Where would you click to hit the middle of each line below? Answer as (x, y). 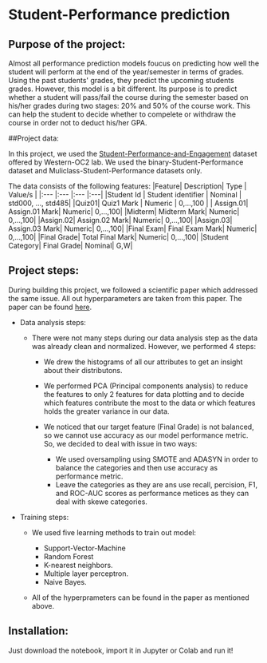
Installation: (39, 631)
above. (43, 605)
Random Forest (69, 556)
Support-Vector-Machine (84, 548)
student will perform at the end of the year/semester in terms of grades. (126, 72)
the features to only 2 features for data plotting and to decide (144, 394)
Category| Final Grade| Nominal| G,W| (71, 246)
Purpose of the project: (67, 44)
